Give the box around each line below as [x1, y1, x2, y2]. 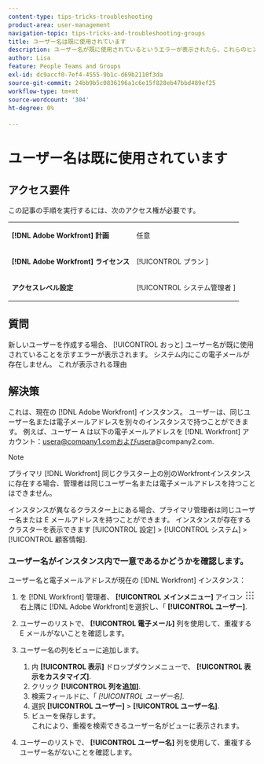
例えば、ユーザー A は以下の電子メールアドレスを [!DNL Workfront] [23, 426, 241, 436]
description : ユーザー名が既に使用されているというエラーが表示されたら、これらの [8, 46, 247, 54]
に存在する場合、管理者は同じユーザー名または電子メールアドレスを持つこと [8, 478, 256, 488]
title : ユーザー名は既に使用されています [8, 38, 126, 46]
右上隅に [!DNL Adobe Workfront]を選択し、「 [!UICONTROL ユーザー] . [19, 602, 247, 611]
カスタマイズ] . [45, 671, 92, 681]
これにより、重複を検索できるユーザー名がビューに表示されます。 [31, 721, 244, 730]
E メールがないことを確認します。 [19, 628, 129, 637]
